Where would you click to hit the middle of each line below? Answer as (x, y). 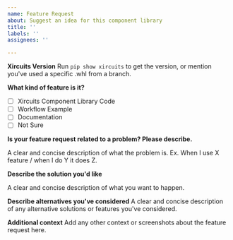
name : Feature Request (41, 14)
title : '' (22, 27)
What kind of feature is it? (46, 88)
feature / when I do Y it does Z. (52, 160)
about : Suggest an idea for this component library (85, 20)
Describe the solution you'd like (55, 174)
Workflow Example (45, 109)
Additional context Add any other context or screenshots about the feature (117, 222)
